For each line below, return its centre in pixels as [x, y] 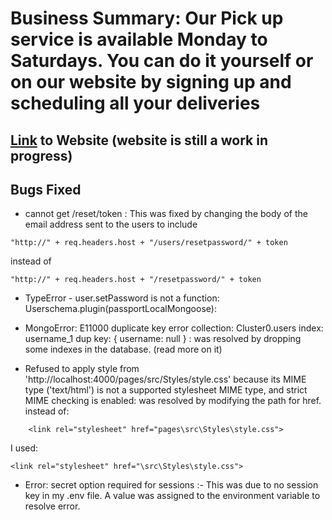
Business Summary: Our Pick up [147, 18]
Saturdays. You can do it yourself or [162, 61]
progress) [41, 155]
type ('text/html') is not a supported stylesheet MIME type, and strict [166, 390]
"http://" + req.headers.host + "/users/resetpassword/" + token [149, 243]
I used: [24, 448]
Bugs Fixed [46, 189]
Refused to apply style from [82, 369]
